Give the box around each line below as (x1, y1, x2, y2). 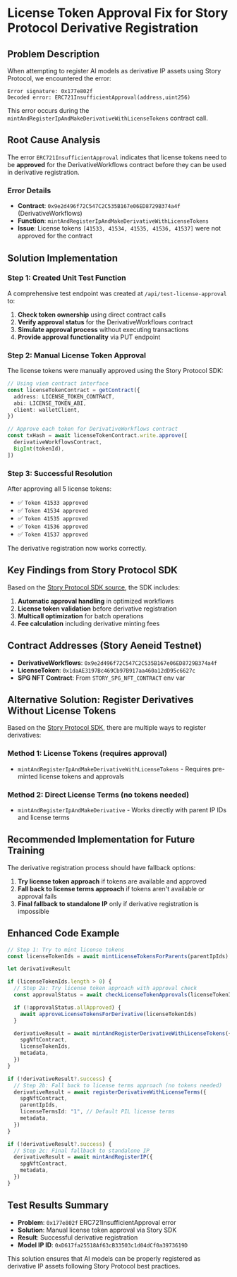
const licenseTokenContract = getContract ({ (7, 386, 140, 393)
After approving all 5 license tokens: (7, 484, 111, 493)
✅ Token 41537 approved (17, 530, 88, 539)
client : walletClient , (13, 406, 80, 413)
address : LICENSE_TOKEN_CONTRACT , (13, 393, 115, 400)
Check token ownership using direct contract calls (17, 310, 166, 319)
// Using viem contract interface (7, 380, 109, 387)
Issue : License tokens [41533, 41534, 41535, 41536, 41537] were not (17, 224, 221, 233)
